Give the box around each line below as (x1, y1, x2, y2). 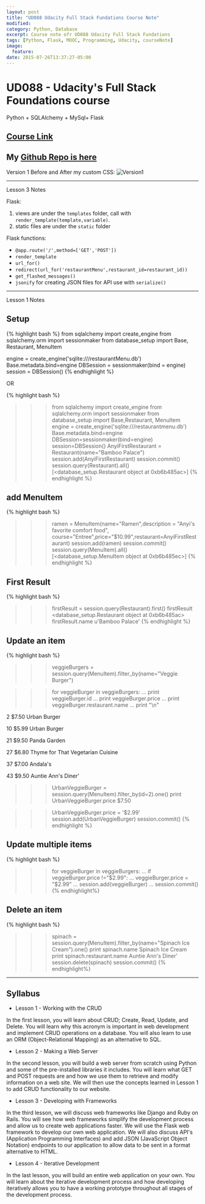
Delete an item (6, 904, 62, 915)
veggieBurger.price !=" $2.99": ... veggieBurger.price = (51, 874, 189, 881)
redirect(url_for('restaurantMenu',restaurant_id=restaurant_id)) (15, 267, 188, 273)
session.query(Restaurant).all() (51, 461, 130, 469)
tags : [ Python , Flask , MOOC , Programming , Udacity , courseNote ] (6, 37, 173, 43)
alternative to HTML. (6, 1148, 58, 1155)
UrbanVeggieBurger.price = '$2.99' (51, 809, 140, 816)
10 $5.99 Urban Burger (6, 725, 64, 732)
